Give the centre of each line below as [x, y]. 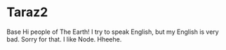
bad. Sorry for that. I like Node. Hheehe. [64, 39]
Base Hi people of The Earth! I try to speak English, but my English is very [113, 32]
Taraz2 [27, 12]
